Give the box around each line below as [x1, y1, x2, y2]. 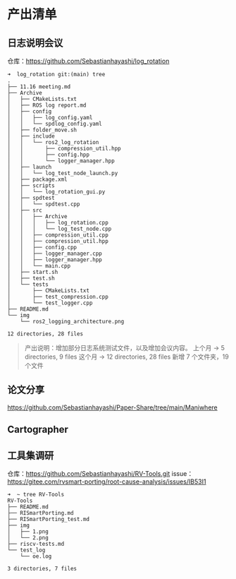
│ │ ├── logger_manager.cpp [7, 250, 102, 257]
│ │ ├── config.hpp [7, 151, 90, 158]
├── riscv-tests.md [7, 541, 65, 548]
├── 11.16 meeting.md [7, 83, 71, 90]
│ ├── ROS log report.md [7, 102, 87, 109]
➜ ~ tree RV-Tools [7, 491, 65, 499]
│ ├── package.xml [7, 176, 68, 183]
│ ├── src [7, 207, 42, 214]
